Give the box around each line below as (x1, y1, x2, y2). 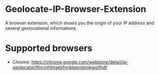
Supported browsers (5, 43, 93, 54)
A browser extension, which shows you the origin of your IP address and (5, 20, 155, 26)
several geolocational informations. (5, 25, 77, 31)
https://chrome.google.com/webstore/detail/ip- (31, 59, 129, 65)
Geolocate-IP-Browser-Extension (5, 3, 147, 15)
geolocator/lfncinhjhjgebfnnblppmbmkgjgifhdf (12, 64, 108, 70)
